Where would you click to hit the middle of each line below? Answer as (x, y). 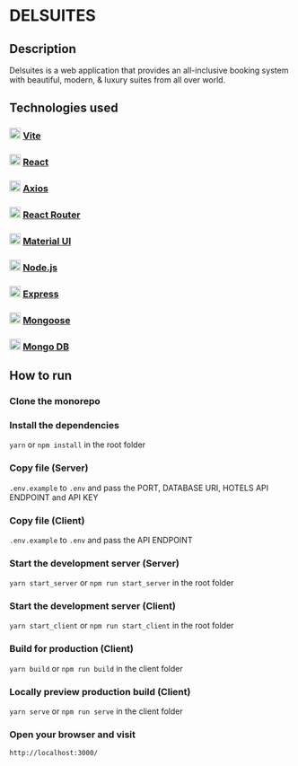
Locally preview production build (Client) (100, 691)
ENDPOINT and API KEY (54, 497)
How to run (41, 376)
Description (43, 49)
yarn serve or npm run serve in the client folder (96, 711)
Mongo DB (46, 347)
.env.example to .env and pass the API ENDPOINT (101, 540)
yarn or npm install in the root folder (78, 445)
